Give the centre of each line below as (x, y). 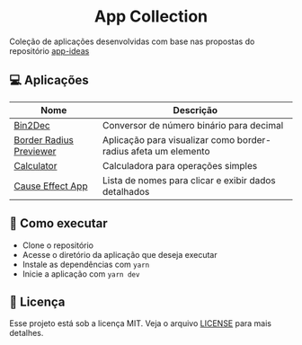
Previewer (35, 151)
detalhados (126, 191)
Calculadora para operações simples (180, 165)
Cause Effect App (51, 186)
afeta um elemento (170, 151)
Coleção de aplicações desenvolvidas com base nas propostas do (132, 41)
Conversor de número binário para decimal (193, 125)
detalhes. (27, 333)
